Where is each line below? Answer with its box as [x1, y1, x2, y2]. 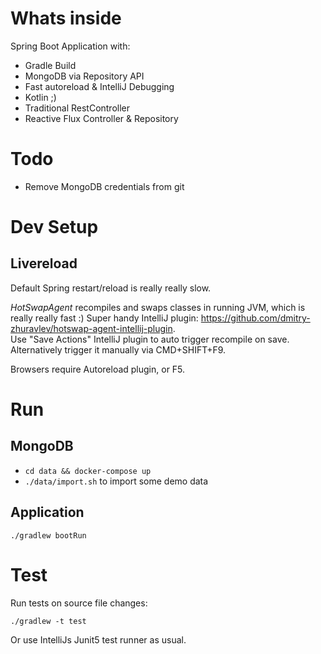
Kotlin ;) [24, 91, 57, 103]
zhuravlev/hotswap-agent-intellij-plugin [10, 322, 173, 334]
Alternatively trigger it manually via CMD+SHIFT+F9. [10, 343, 227, 356]
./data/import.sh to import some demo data [24, 475, 209, 487]
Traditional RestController [24, 102, 131, 114]
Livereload [10, 255, 78, 272]
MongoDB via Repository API [24, 70, 145, 82]
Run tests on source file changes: [10, 597, 148, 609]
